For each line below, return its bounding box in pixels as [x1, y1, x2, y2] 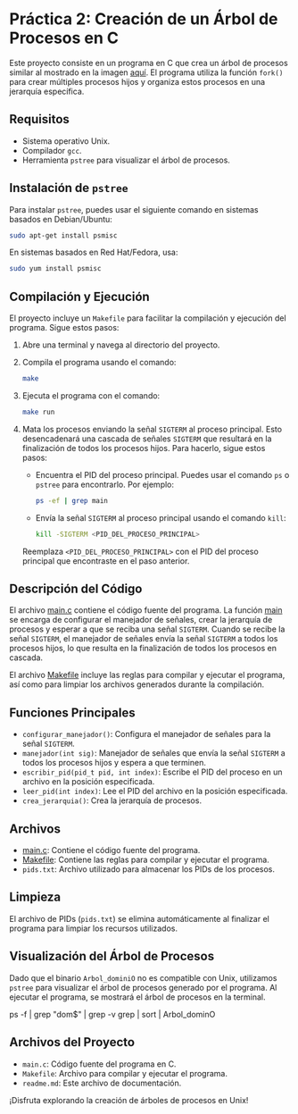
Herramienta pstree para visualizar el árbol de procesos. [21, 155, 230, 165]
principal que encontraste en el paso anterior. [21, 555, 190, 566]
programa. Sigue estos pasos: [9, 322, 120, 333]
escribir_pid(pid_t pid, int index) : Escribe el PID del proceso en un [21, 766, 283, 777]
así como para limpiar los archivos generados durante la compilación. [9, 679, 265, 690]
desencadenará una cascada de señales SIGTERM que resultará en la [21, 433, 272, 444]
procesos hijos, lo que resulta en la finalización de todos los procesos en [9, 643, 277, 654]
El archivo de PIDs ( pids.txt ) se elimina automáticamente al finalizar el [9, 913, 269, 924]
